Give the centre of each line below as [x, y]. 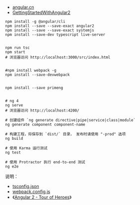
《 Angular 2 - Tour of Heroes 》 [42, 197]
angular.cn [23, 7]
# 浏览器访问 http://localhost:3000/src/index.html [58, 57]
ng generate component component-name [45, 124]
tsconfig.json [26, 186]
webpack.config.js [31, 192]
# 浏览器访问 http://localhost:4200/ [42, 110]
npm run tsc [17, 48]
